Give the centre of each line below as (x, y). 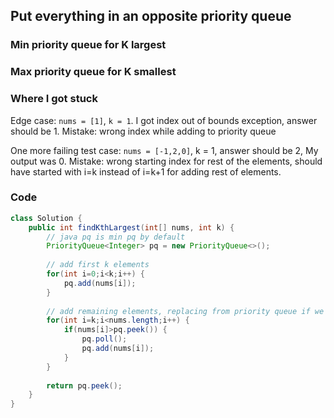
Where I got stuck (54, 99)
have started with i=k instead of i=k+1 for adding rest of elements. (146, 171)
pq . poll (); (104, 339)
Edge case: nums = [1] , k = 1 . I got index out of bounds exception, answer (164, 120)
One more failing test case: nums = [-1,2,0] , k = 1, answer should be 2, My (164, 150)
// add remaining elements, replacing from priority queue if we (185, 311)
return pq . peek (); (84, 385)
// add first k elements (98, 265)
